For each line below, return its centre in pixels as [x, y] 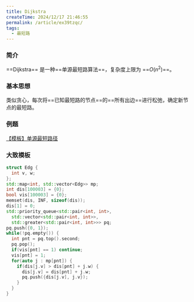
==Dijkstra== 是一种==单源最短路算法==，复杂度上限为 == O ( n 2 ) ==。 [91, 69]
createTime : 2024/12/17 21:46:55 [47, 17]
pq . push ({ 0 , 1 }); [27, 228]
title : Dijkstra [26, 12]
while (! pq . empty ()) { [33, 234]
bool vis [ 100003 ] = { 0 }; [37, 195]
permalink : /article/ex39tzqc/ [45, 22]
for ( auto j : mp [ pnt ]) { [42, 261]
